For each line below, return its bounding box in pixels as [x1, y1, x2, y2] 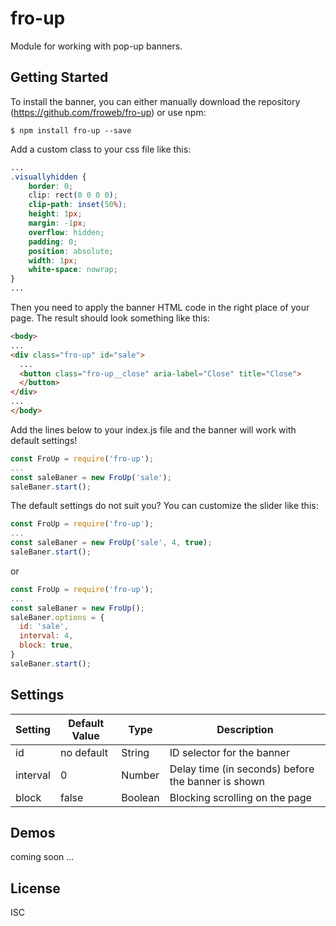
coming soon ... [10, 851, 75, 863]
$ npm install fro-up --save [10, 125, 132, 136]
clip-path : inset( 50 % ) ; [28, 200, 128, 210]
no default [59, 745, 108, 759]
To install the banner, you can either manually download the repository [10, 95, 301, 107]
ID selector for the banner [169, 745, 290, 759]
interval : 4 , [19, 631, 74, 641]
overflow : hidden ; [28, 227, 105, 237]
